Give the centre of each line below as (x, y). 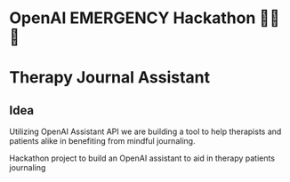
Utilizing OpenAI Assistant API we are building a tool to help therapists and (145, 131)
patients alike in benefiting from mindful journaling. (102, 141)
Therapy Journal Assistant (110, 78)
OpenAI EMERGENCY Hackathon (133, 18)
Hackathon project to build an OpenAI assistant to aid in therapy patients (142, 158)
